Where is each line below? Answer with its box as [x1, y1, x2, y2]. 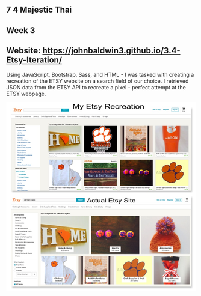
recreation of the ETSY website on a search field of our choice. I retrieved [6, 77, 189, 85]
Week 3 [6, 25, 36, 35]
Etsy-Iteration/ [6, 55, 62, 65]
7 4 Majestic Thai [6, 5, 72, 15]
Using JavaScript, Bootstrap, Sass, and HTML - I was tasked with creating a [6, 71, 194, 78]
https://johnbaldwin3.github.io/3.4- [42, 46, 181, 56]
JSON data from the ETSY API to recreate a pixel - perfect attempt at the [6, 83, 187, 91]
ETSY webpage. [6, 90, 46, 97]
